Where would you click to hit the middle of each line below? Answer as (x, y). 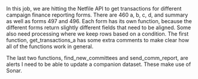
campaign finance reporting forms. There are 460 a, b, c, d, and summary (97, 15)
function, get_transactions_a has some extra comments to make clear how (98, 40)
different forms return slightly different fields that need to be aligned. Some (99, 27)
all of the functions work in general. (50, 46)
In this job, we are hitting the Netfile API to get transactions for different (94, 9)
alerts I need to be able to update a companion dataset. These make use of (99, 64)
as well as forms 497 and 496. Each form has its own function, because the (99, 21)
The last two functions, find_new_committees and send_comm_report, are (97, 58)
